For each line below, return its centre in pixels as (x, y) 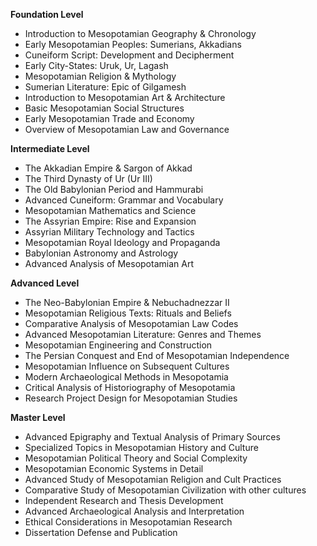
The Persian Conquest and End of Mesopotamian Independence (157, 355)
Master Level (38, 417)
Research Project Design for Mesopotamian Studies (131, 398)
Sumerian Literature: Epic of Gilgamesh (105, 87)
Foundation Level (47, 14)
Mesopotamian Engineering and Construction (118, 345)
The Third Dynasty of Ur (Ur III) (88, 178)
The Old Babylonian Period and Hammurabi (114, 189)
